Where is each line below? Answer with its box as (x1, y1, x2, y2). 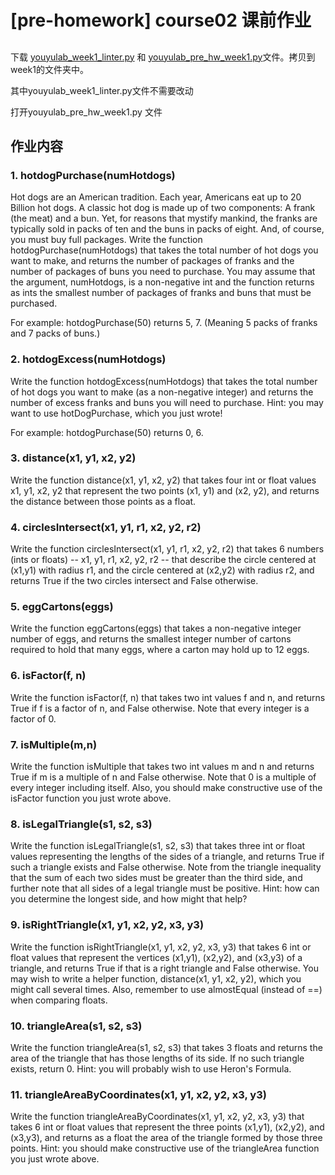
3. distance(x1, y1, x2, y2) (10, 451, 137, 465)
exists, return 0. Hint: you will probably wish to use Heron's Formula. (10, 1062, 292, 1075)
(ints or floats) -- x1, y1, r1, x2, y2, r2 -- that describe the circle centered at (10, 554, 317, 566)
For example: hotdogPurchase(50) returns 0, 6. (10, 426, 204, 438)
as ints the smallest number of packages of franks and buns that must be (10, 287, 312, 299)
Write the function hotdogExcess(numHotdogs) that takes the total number (10, 375, 318, 387)
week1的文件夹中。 (10, 63, 89, 75)
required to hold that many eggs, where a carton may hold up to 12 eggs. (10, 644, 310, 656)
